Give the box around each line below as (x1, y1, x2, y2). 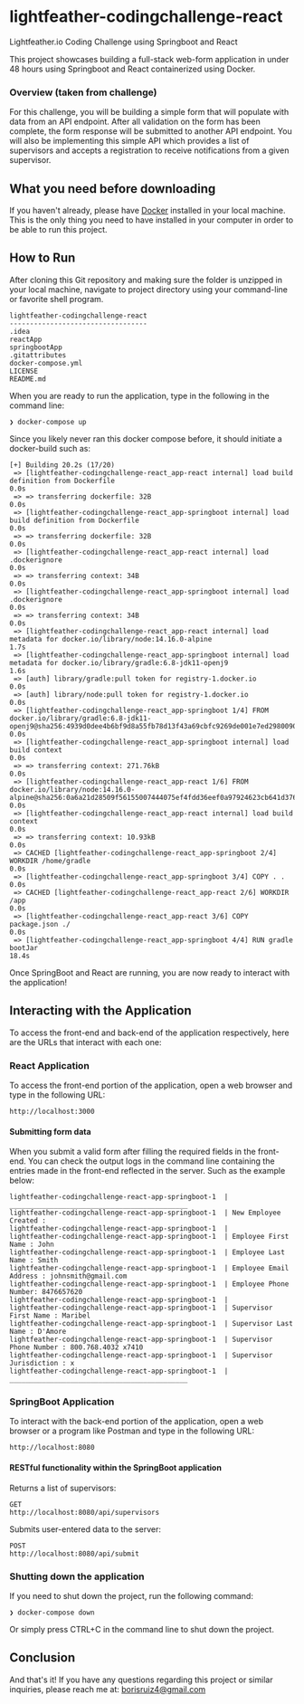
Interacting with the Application (9, 1003, 192, 1019)
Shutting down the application (9, 1570, 145, 1583)
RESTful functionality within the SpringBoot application (9, 1462, 222, 1473)
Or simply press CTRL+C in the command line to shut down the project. (9, 1623, 274, 1634)
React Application (9, 1059, 90, 1071)
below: (9, 1175, 34, 1186)
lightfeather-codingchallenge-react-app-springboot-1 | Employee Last (9, 1248, 285, 1257)
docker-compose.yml (9, 358, 83, 367)
